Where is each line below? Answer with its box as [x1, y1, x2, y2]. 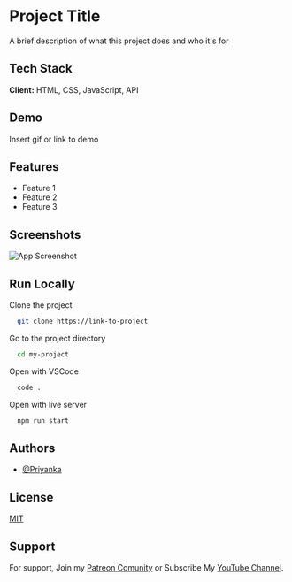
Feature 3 [21, 202, 58, 212]
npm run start [17, 416, 69, 425]
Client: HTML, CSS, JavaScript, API [9, 84, 139, 95]
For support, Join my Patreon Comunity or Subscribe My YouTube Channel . [9, 562, 284, 572]
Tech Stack [9, 61, 73, 76]
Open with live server [9, 399, 87, 410]
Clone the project [9, 300, 73, 310]
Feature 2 [21, 192, 58, 203]
